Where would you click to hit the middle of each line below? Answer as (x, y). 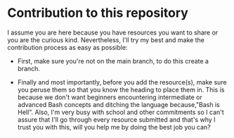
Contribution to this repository (98, 13)
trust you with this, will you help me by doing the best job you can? (114, 127)
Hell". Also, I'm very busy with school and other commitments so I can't (121, 112)
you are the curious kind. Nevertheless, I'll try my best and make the (106, 39)
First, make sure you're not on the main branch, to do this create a (113, 61)
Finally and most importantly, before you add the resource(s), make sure (122, 82)
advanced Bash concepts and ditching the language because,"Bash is (118, 104)
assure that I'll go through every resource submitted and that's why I (116, 119)
